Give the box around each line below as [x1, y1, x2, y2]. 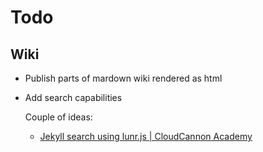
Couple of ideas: [24, 111, 93, 123]
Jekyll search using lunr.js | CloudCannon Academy [39, 131, 253, 142]
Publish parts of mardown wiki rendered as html [24, 72, 223, 84]
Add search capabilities [24, 92, 123, 103]
